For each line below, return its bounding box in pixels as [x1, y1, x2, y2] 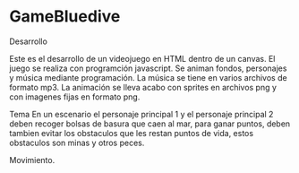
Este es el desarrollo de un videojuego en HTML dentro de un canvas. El [9, 53, 276, 64]
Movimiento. [9, 154, 56, 165]
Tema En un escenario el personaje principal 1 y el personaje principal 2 [9, 108, 274, 119]
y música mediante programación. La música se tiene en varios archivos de [9, 72, 288, 82]
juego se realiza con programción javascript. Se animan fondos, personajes [9, 63, 287, 74]
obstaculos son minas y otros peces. [9, 137, 145, 148]
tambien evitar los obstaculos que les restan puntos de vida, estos [9, 127, 253, 138]
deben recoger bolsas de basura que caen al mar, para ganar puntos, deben [9, 118, 291, 129]
